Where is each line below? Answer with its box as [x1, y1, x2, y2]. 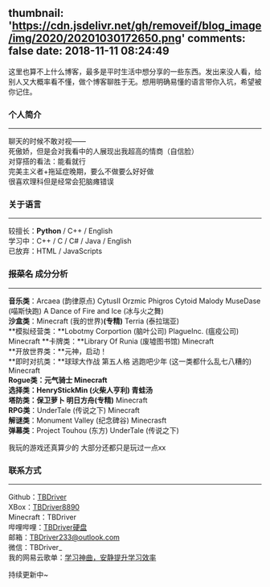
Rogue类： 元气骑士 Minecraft [8, 375, 108, 385]
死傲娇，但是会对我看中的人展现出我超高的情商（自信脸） [8, 147, 198, 156]
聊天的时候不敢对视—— [8, 136, 86, 146]
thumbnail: [8, 6, 64, 20]
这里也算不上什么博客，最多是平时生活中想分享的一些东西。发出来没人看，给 [8, 66, 262, 76]
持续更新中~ [8, 570, 49, 579]
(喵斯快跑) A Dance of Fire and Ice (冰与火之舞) [8, 306, 165, 315]
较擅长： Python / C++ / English [8, 226, 113, 236]
